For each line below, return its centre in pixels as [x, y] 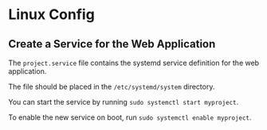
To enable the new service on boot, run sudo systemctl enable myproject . [130, 117]
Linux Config [52, 15]
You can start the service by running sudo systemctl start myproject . [124, 102]
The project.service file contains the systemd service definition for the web [134, 63]
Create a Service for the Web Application [112, 44]
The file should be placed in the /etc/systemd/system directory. [112, 86]
